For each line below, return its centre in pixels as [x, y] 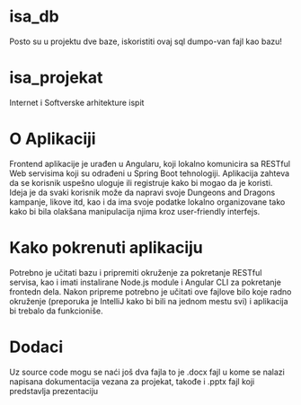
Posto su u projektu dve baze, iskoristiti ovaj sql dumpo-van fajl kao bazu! [146, 41]
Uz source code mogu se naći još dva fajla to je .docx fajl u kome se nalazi [147, 372]
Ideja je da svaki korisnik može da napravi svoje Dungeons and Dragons [142, 192]
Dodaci [36, 347]
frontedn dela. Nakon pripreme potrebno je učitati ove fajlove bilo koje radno [150, 291]
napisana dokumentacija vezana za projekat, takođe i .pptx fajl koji [132, 381]
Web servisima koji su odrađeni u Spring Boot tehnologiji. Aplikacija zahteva [150, 173]
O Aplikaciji [53, 139]
